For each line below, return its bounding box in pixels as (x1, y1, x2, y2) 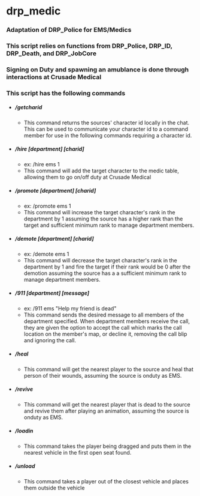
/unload (14, 462, 35, 470)
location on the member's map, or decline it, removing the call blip (23, 330, 187, 337)
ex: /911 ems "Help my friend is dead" (23, 304, 117, 312)
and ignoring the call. (23, 336, 77, 343)
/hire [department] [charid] (14, 145, 85, 153)
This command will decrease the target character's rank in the (23, 256, 178, 264)
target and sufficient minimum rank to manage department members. (23, 221, 195, 229)
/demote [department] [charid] (14, 235, 94, 243)
